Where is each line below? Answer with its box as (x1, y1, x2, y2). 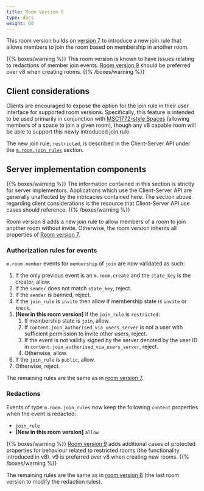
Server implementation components (6, 164, 147, 174)
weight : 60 (6, 20, 34, 26)
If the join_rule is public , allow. (15, 356, 96, 364)
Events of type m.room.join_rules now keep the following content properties (6, 403, 199, 410)
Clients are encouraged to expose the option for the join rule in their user (6, 102, 189, 110)
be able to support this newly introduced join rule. (6, 128, 131, 135)
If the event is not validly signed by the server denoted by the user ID (24, 337, 198, 344)
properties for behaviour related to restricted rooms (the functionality (6, 446, 180, 454)
